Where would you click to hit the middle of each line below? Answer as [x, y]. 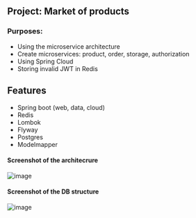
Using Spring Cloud [45, 61]
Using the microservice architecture [68, 46]
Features [27, 91]
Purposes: [25, 31]
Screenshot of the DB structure [53, 192]
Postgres [30, 137]
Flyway [27, 130]
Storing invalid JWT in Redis [58, 68]
